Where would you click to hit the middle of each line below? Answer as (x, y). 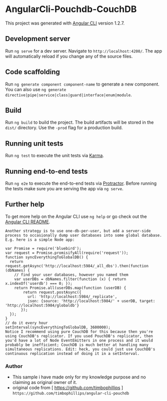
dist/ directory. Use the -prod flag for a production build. (64, 128)
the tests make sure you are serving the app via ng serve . (64, 188)
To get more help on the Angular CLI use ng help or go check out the (76, 216)
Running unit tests (34, 143)
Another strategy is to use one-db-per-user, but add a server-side (78, 231)
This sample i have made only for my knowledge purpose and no (79, 377)
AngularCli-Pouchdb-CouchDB (71, 9)
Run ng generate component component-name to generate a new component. (82, 84)
